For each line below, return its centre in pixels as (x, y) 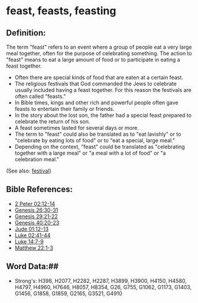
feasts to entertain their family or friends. (64, 109)
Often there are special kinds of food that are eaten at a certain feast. (99, 77)
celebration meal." (37, 159)
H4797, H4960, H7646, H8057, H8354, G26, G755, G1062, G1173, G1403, (103, 287)
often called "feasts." (40, 96)
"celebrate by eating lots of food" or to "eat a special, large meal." (95, 140)
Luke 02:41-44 (33, 235)
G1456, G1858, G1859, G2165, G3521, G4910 (68, 293)
